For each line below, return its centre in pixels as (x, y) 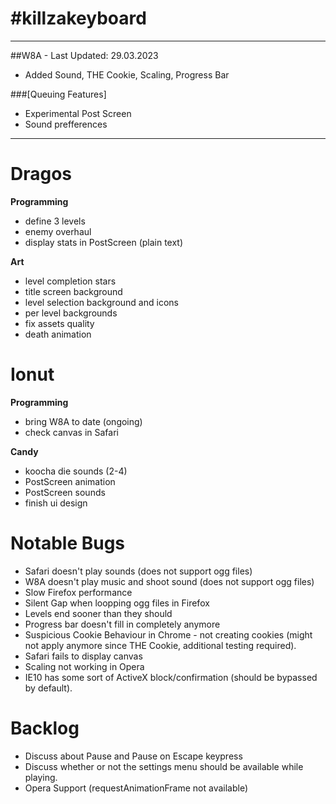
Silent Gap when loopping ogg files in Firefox (117, 603)
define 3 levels (55, 221)
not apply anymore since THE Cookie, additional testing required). (160, 645)
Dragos (41, 174)
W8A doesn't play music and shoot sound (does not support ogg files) (169, 581)
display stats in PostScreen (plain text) (104, 242)
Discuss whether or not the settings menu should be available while (164, 766)
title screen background (73, 291)
